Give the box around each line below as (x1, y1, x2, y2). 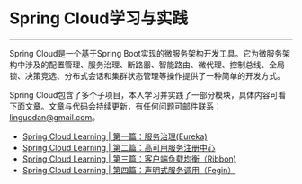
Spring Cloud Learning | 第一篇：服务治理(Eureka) (22, 131, 209, 142)
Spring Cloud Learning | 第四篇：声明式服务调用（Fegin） (22, 164, 236, 175)
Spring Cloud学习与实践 (9, 8, 189, 29)
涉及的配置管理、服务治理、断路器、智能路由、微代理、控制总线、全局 (24, 59, 285, 70)
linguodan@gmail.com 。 (9, 111, 101, 122)
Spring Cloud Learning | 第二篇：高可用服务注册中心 (22, 142, 216, 153)
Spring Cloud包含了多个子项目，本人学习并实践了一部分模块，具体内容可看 (9, 89, 287, 100)
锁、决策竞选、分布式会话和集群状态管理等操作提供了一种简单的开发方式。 (9, 70, 285, 81)
